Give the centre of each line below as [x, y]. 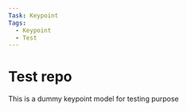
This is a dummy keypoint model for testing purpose [93, 99]
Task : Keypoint [33, 15]
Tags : [17, 23]
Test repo [40, 77]
